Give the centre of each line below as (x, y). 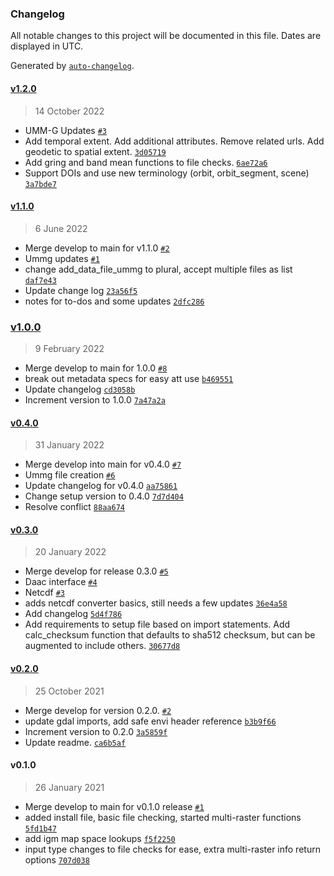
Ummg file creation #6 (70, 475)
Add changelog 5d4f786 (73, 614)
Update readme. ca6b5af (75, 742)
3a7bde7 (40, 184)
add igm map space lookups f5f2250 (100, 838)
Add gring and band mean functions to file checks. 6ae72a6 (146, 162)
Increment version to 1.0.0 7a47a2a (95, 400)
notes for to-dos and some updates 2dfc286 (114, 301)
